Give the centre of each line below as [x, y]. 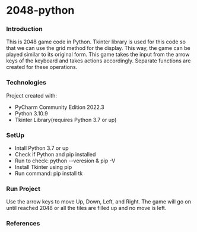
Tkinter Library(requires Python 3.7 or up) [66, 120]
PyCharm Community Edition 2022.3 [60, 107]
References [23, 224]
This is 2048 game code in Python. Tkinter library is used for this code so [96, 42]
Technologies [26, 83]
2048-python [40, 10]
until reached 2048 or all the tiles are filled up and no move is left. [86, 208]
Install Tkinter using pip [43, 167]
